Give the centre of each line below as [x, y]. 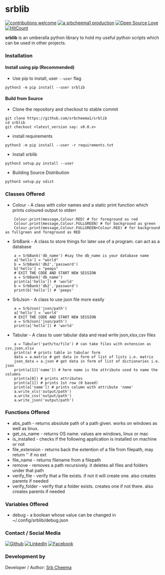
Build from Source [24, 98]
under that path [28, 470]
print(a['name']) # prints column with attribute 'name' [74, 387]
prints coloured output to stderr [44, 210]
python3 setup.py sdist [30, 182]
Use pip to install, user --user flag [47, 79]
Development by [25, 557]
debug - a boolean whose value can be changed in [64, 515]
